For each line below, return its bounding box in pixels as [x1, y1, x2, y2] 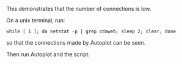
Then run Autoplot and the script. [6, 51, 90, 58]
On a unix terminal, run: [6, 17, 65, 24]
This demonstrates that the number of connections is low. [6, 5, 151, 12]
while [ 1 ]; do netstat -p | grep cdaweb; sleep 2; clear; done [6, 28, 176, 34]
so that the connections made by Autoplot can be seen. [6, 39, 146, 46]
